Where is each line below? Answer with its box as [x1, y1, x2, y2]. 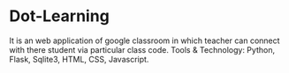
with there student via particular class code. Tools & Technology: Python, [9, 44, 276, 55]
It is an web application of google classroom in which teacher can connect [9, 35, 280, 46]
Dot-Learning [9, 6, 110, 26]
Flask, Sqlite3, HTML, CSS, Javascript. [9, 54, 149, 64]
